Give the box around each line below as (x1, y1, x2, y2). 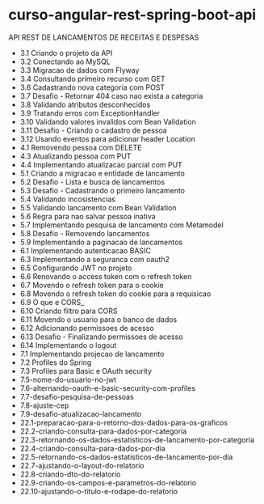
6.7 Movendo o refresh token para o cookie (19, 280, 164, 290)
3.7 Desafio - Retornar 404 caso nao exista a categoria (19, 91, 203, 100)
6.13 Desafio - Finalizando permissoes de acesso (19, 332, 183, 341)
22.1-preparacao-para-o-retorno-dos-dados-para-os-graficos (19, 417, 228, 427)
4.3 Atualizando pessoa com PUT (19, 151, 132, 161)
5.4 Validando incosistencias (19, 194, 115, 204)
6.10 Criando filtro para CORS (19, 306, 119, 316)
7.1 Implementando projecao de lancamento (19, 349, 165, 358)
